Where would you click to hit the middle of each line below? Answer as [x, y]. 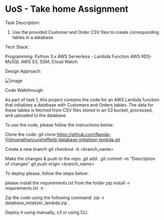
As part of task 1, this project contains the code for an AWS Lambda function [82, 100]
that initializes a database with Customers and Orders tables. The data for [79, 105]
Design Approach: [23, 71]
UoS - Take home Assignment [67, 9]
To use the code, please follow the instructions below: [59, 125]
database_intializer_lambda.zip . [37, 203]
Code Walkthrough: [24, 90]
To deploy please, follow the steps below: [47, 173]
